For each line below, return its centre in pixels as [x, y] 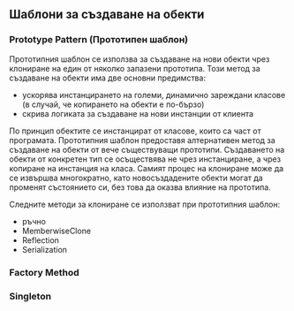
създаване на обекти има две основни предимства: [107, 78]
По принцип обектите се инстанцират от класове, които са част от [136, 131]
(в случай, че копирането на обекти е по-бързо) [113, 104]
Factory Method [44, 272]
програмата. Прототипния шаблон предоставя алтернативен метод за [142, 140]
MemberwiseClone [56, 231]
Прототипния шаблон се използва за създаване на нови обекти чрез [139, 59]
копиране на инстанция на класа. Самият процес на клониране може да [147, 168]
